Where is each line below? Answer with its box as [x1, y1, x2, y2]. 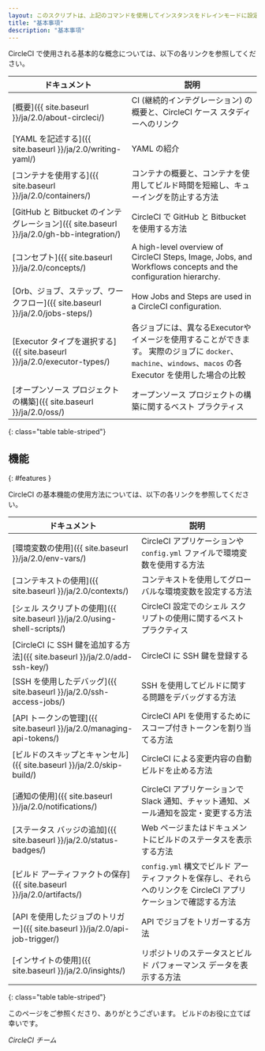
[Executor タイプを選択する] [12, 336, 117, 347]
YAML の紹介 [131, 143, 180, 154]
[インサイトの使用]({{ [12, 955, 91, 966]
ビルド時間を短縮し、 [155, 180, 234, 191]
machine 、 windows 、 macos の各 [131, 357, 243, 369]
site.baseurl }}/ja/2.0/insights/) [12, 966, 126, 977]
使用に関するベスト [173, 613, 244, 624]
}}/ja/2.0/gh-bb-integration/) [12, 229, 121, 240]
